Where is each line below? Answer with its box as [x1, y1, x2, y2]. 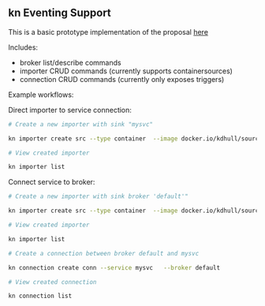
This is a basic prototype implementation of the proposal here [8, 27, 209, 36]
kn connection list [8, 292, 73, 300]
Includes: [8, 43, 38, 52]
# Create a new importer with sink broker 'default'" [8, 192, 189, 200]
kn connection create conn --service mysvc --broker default [8, 263, 221, 271]
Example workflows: [8, 90, 74, 99]
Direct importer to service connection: [8, 105, 132, 114]
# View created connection [8, 278, 97, 286]
